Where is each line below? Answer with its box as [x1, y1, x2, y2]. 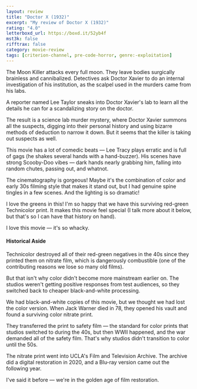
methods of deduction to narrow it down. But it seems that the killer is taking [6, 129, 191, 136]
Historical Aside [6, 237, 46, 244]
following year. [6, 365, 42, 372]
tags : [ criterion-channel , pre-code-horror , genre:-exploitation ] [6, 52, 172, 58]
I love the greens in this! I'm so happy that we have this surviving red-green [6, 200, 189, 207]
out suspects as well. [6, 135, 58, 142]
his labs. [6, 87, 26, 94]
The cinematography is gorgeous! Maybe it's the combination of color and [6, 176, 186, 183]
